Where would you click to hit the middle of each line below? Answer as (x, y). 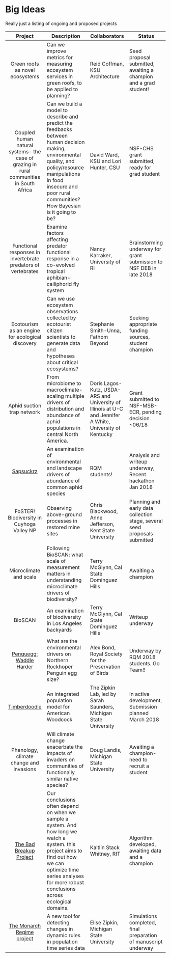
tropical (56, 271)
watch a (56, 838)
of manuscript (146, 942)
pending (152, 412)
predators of (25, 265)
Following (58, 548)
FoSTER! (25, 511)
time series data (66, 948)
